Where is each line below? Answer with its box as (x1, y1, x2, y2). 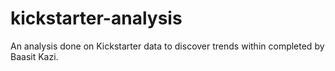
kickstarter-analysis (10, 7, 183, 30)
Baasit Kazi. (10, 50, 59, 62)
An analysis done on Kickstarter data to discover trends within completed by (10, 40, 325, 52)
